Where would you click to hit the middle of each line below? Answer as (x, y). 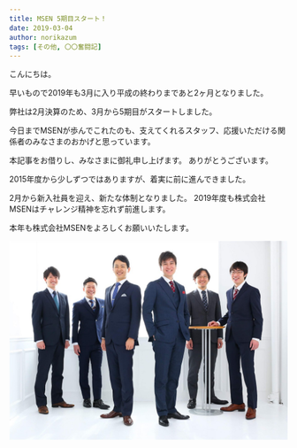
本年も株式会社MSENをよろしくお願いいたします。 (102, 228)
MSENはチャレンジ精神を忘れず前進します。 (90, 209)
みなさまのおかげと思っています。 (94, 142)
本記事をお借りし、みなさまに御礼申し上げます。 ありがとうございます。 (141, 160)
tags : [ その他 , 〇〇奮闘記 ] (55, 47)
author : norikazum (43, 37)
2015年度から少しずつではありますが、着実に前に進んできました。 (130, 179)
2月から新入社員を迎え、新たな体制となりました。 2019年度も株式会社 (137, 198)
